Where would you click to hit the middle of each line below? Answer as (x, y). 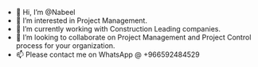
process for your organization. (65, 46)
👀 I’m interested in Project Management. (81, 20)
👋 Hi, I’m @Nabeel (45, 12)
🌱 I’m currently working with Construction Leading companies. (118, 29)
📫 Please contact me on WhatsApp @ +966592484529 (108, 54)
